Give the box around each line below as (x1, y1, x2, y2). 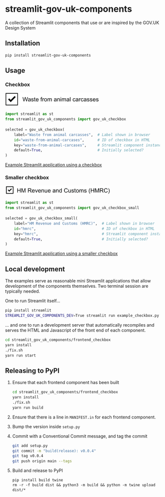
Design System (5, 25, 36, 30)
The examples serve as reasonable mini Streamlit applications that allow (5, 278, 151, 284)
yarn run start (5, 353, 36, 358)
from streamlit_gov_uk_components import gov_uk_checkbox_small (5, 205, 139, 211)
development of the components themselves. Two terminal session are (5, 283, 149, 289)
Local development (5, 265, 65, 273)
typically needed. (5, 288, 40, 294)
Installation (5, 39, 40, 48)
